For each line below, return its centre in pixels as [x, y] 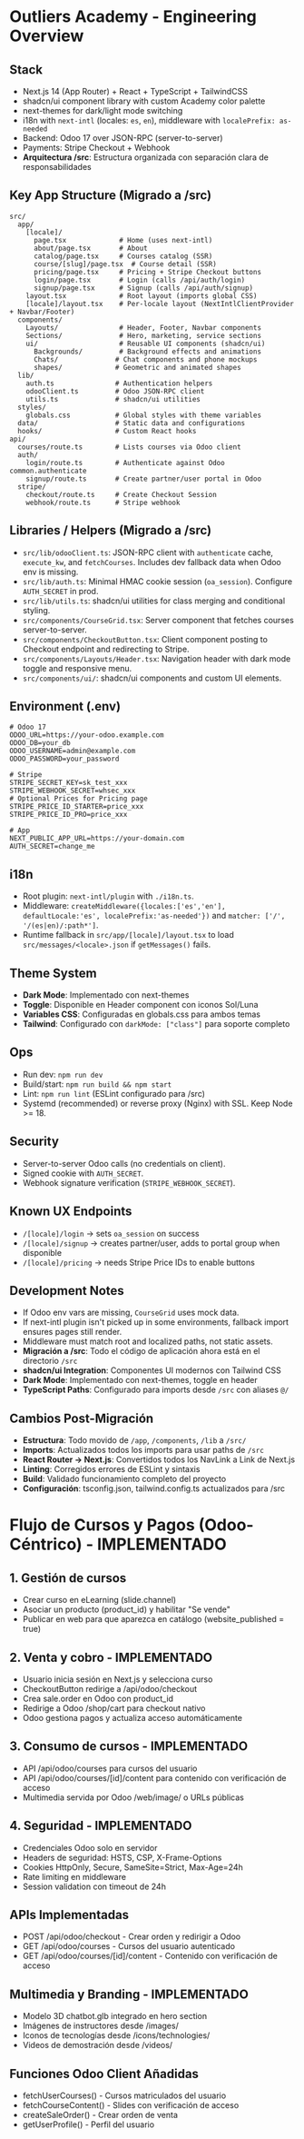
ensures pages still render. [72, 1332]
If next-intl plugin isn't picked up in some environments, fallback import [155, 1322]
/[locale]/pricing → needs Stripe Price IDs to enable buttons [139, 1262]
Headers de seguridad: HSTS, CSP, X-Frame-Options [122, 1857]
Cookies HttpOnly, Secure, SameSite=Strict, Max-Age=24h [132, 1867]
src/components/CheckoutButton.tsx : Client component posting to [145, 639]
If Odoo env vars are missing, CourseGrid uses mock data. [131, 1313]
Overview [47, 36]
